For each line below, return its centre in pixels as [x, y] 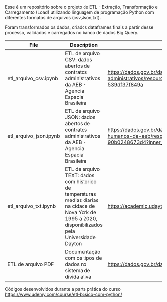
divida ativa [78, 277]
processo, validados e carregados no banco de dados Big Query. [72, 33]
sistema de [77, 270]
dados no [76, 264]
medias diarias [82, 200]
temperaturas [80, 194]
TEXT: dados [80, 175]
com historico [81, 181]
